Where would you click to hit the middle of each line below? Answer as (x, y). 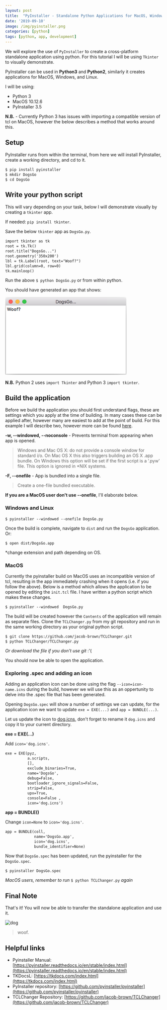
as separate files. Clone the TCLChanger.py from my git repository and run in (83, 622)
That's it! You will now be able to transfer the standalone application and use (83, 908)
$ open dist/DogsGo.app (30, 543)
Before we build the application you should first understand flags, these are (82, 410)
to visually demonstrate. (30, 62)
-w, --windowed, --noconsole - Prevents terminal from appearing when (79, 436)
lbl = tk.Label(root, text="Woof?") (43, 261)
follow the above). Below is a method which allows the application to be (78, 587)
